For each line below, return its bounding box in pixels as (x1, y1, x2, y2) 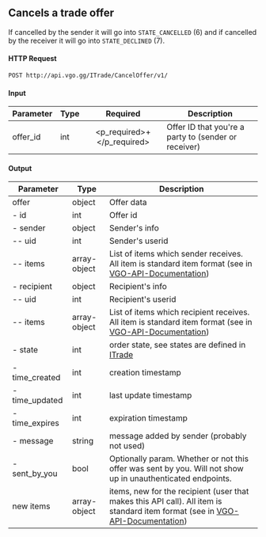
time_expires (12, 417, 59, 428)
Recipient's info (109, 281, 168, 292)
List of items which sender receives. (109, 249, 244, 260)
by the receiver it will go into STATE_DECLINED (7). (8, 36, 165, 45)
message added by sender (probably (109, 431, 247, 442)
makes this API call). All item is (109, 496, 222, 507)
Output (8, 163, 32, 173)
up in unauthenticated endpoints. (109, 473, 232, 484)
